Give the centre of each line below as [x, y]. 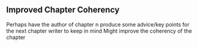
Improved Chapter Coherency [63, 10]
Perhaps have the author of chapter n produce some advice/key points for [98, 24]
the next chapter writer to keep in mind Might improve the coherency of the [99, 31]
